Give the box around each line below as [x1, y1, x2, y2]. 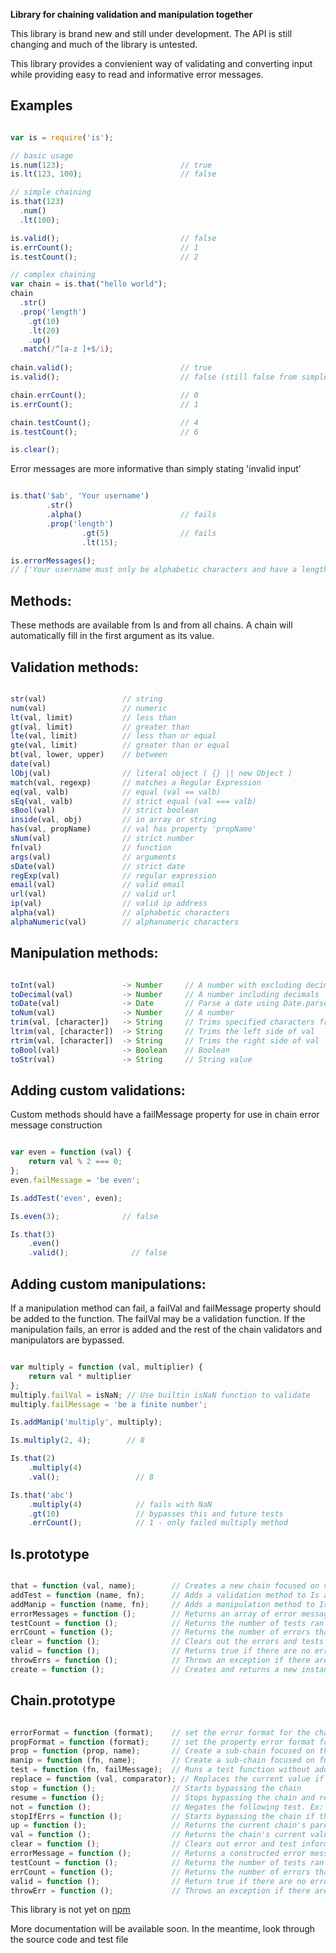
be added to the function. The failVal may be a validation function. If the [10, 1313, 306, 1324]
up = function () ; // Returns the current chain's [10, 1820, 307, 1831]
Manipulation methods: [10, 945, 159, 962]
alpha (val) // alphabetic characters [10, 908, 230, 918]
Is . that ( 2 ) [10, 1454, 56, 1464]
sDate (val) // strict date [10, 861, 186, 871]
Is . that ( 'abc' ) [10, 1490, 74, 1500]
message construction [10, 1119, 103, 1131]
